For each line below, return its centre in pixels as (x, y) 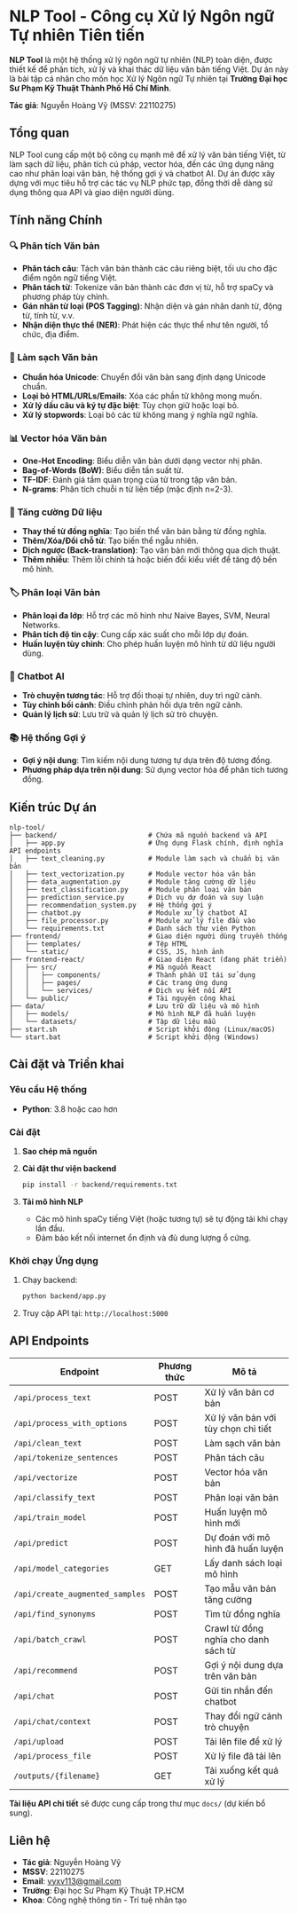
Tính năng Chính (56, 221)
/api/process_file (52, 1756)
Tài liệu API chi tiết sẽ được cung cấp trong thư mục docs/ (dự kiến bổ (137, 1803)
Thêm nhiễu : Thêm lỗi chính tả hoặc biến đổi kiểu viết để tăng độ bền (149, 560)
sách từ (220, 1650)
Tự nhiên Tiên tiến (77, 35)
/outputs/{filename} (57, 1776)
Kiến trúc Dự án (53, 807)
